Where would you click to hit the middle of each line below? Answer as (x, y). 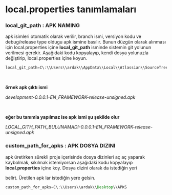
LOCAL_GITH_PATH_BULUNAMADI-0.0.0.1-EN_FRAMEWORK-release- (79, 127)
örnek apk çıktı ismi (26, 88)
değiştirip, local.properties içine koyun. (46, 58)
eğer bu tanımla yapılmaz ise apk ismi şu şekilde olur (62, 117)
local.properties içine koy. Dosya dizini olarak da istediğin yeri (71, 168)
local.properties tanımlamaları (71, 9)
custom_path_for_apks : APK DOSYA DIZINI (60, 146)
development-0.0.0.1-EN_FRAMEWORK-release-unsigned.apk (70, 97)
